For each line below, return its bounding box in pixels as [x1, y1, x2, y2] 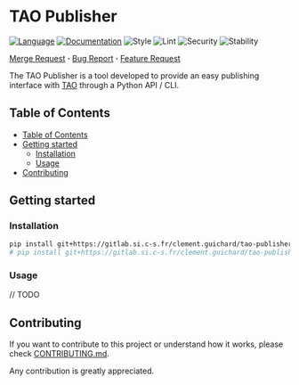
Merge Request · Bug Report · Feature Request [9, 53, 181, 63]
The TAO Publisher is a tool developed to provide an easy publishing [9, 70, 260, 81]
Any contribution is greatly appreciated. [9, 365, 155, 376]
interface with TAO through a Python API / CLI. [9, 79, 180, 90]
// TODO [9, 290, 40, 300]
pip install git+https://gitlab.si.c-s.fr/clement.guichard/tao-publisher [9, 240, 293, 249]
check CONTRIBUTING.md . [9, 348, 109, 359]
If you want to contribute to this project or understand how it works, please [9, 339, 284, 349]
